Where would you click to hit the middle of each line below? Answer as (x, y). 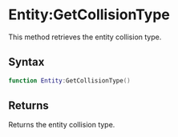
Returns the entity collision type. (62, 125)
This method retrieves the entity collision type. (85, 37)
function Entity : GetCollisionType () (69, 81)
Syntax (26, 62)
